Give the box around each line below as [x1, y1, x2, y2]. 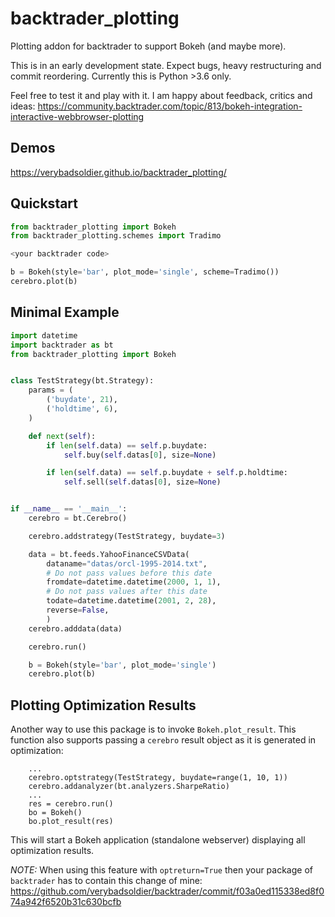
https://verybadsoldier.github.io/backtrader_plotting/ [10, 166, 227, 178]
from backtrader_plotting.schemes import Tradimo [10, 231, 222, 241]
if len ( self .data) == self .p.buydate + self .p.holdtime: [46, 468, 288, 478]
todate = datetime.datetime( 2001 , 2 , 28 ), [46, 596, 217, 606]
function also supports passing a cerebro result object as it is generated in [10, 734, 317, 746]
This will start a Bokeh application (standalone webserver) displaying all [10, 834, 306, 846]
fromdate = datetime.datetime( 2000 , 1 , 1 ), [46, 577, 222, 587]
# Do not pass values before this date [46, 568, 213, 578]
